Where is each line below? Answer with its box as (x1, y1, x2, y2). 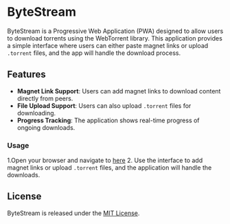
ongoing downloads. (16, 123, 76, 131)
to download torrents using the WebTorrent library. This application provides (7, 34, 223, 42)
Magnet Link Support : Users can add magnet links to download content (16, 87, 221, 95)
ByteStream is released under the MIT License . (7, 209, 140, 217)
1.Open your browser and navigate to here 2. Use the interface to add (7, 156, 203, 165)
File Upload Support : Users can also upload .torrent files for (16, 101, 192, 110)
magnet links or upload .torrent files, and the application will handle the (7, 164, 212, 172)
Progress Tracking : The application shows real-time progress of (16, 116, 200, 124)
